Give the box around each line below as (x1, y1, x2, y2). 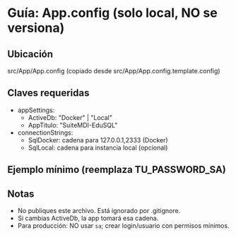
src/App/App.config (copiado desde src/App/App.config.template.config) (7, 67, 220, 75)
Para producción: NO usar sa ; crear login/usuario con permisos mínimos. (17, 221, 230, 230)
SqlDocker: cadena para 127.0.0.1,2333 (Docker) (28, 135, 168, 144)
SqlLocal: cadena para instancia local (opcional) (28, 143, 168, 152)
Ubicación (7, 48, 54, 60)
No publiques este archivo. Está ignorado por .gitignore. (17, 207, 181, 215)
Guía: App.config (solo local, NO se (7, 5, 218, 21)
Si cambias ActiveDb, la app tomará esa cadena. (17, 214, 159, 223)
